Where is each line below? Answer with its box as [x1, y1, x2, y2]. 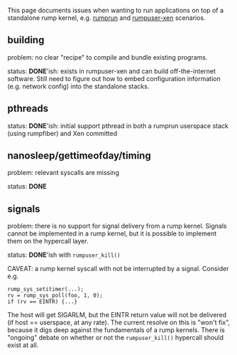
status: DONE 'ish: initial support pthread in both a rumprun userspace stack [7, 121, 229, 130]
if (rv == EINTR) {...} [7, 298, 78, 305]
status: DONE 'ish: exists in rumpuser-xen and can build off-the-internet [7, 67, 216, 75]
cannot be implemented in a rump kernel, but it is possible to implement [7, 229, 217, 238]
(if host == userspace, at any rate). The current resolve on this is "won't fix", [7, 318, 231, 327]
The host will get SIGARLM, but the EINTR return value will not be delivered [7, 311, 227, 319]
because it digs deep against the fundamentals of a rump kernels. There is [7, 326, 225, 334]
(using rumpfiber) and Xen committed [7, 129, 118, 137]
